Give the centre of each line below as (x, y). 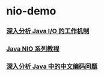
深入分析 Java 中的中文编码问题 (52, 66)
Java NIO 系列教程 (33, 49)
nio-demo (31, 11)
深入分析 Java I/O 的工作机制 (48, 31)
